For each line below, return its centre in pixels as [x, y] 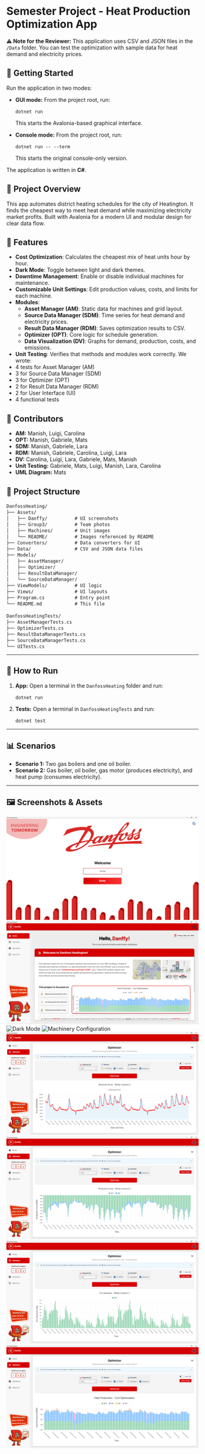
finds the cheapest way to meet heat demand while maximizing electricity [99, 210]
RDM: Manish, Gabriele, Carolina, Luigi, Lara [71, 453]
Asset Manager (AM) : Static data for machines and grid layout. [104, 309]
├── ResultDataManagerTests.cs [46, 634]
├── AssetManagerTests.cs [39, 622]
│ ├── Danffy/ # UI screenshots [63, 518]
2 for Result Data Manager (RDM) [57, 387]
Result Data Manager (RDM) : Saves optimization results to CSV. [105, 328]
